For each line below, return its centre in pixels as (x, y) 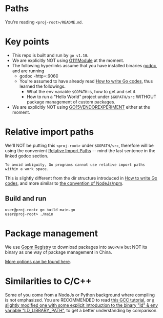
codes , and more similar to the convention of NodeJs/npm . (64, 183)
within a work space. (27, 169)
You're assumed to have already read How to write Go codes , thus (86, 81)
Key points (27, 42)
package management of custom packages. (71, 102)
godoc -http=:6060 (39, 76)
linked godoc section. (27, 156)
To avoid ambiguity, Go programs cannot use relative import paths (75, 165)
